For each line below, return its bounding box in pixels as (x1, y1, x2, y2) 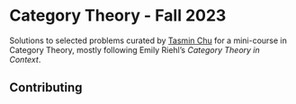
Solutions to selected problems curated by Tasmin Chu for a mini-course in (9, 35, 288, 46)
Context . (9, 54, 41, 65)
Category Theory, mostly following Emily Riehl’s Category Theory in (9, 44, 261, 55)
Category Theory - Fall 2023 (9, 5, 227, 26)
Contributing (9, 80, 83, 95)
